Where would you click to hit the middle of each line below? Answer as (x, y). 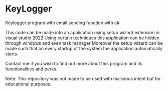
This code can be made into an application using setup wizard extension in (82, 32)
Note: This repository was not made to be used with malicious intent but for (83, 78)
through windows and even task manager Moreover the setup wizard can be (84, 43)
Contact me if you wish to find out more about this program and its (74, 63)
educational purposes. (28, 84)
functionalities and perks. (31, 69)
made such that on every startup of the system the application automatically (84, 48)
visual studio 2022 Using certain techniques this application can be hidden (82, 38)
